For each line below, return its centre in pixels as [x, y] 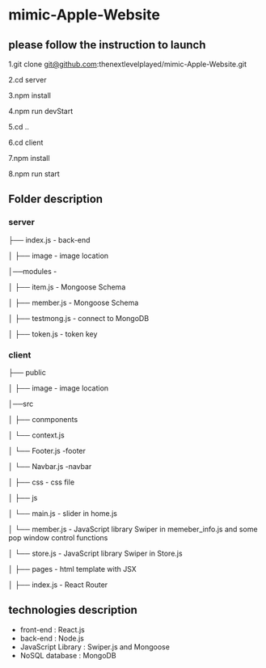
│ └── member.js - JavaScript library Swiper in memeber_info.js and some [133, 529]
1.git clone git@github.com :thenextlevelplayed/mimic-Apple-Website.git [128, 64]
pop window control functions [58, 537]
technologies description [73, 610]
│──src [21, 404]
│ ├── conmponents [43, 419]
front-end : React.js [52, 629]
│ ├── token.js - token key [53, 334]
